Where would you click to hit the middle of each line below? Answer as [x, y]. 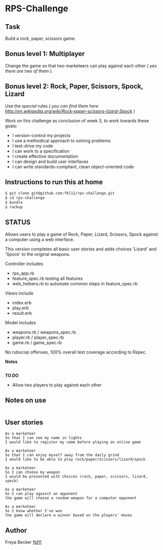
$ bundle [14, 203]
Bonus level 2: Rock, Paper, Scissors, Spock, [74, 86]
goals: [11, 126]
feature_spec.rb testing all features [47, 278]
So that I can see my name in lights [44, 438]
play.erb [20, 308]
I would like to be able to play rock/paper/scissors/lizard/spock [75, 460]
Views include [19, 293]
